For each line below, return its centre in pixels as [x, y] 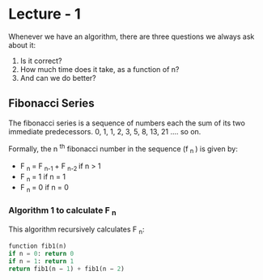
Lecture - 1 [45, 14]
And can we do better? [58, 78]
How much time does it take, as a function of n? [100, 69]
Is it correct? [41, 61]
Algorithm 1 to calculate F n [62, 210]
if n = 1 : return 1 [41, 261]
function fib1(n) [38, 246]
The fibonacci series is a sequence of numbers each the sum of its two [127, 123]
